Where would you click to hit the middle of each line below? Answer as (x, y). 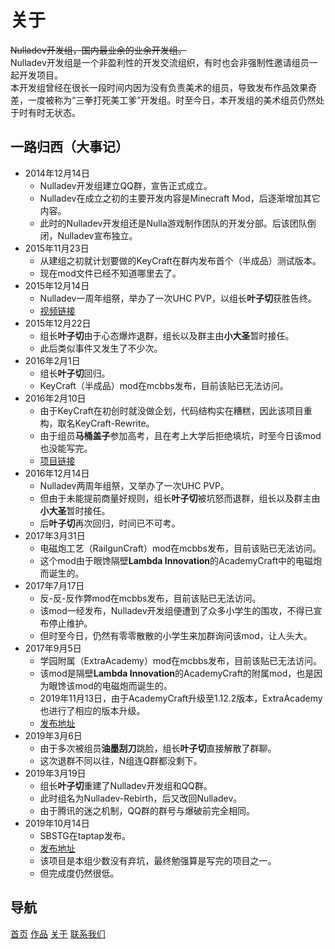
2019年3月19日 (55, 773)
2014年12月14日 (57, 173)
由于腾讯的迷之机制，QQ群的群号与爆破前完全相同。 (147, 810)
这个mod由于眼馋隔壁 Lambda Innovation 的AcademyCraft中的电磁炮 (181, 560)
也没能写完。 (66, 448)
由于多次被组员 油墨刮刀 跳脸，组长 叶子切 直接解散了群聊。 (158, 748)
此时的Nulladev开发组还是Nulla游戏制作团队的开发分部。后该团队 (173, 223)
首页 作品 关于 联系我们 (58, 933)
